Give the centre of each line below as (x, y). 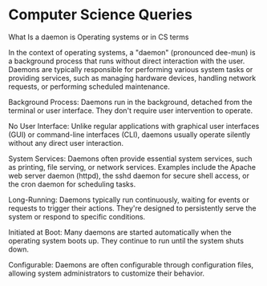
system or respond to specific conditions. (77, 216)
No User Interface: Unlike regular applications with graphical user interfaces (134, 126)
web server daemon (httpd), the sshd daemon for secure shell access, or (129, 175)
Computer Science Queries (100, 15)
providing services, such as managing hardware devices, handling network (132, 78)
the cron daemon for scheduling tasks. (72, 184)
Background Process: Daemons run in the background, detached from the (130, 102)
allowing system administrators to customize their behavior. (107, 273)
